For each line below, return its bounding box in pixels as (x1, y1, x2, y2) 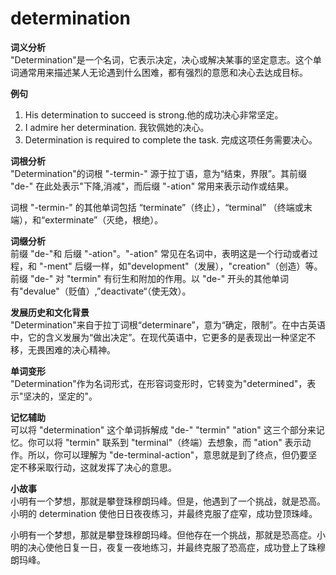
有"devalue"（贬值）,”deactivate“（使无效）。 (10, 285, 192, 297)
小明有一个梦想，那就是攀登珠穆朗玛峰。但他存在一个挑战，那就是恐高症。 (10, 528, 317, 541)
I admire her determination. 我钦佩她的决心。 (24, 121, 210, 133)
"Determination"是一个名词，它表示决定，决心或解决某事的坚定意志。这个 (10, 53, 313, 66)
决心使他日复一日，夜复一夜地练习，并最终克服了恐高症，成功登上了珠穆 (27, 541, 326, 553)
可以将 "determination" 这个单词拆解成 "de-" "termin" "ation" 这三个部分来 (10, 423, 317, 436)
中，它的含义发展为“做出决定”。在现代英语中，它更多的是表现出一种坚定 (10, 331, 308, 343)
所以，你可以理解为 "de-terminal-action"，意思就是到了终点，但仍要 (27, 448, 309, 461)
